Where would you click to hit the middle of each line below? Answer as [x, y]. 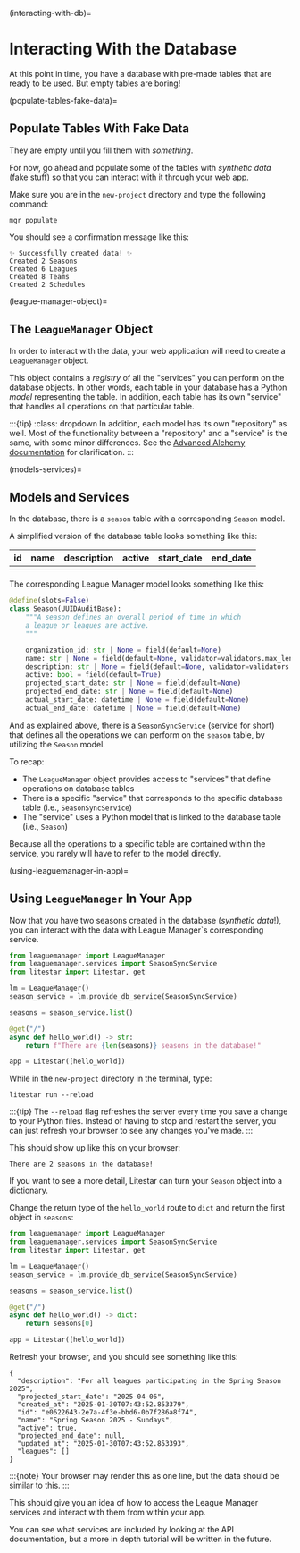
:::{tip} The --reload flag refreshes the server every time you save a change [149, 1111]
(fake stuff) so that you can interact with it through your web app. [129, 177]
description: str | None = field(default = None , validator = [137, 667]
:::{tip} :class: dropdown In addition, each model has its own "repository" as [148, 423]
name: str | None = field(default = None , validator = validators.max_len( [161, 658]
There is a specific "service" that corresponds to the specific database [152, 798]
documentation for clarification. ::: [71, 452]
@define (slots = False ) [50, 601]
